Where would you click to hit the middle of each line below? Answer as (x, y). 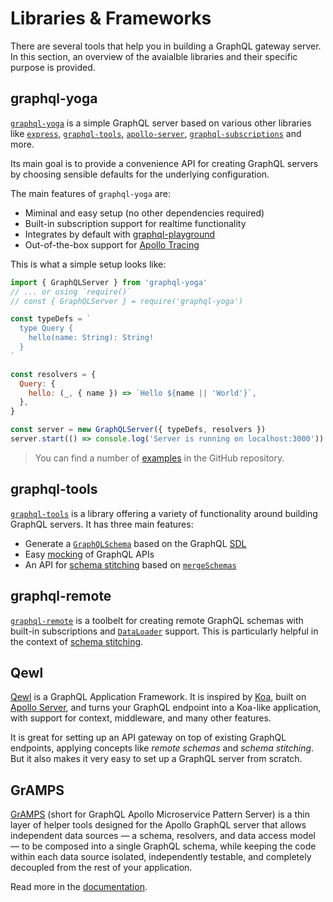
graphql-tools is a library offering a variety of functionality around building (164, 513)
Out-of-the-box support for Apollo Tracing (112, 244)
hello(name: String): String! (91, 338)
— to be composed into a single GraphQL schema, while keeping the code (163, 846)
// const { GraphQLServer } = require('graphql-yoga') (127, 301)
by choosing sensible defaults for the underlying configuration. (140, 174)
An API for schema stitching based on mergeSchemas (130, 564)
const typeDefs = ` (51, 319)
